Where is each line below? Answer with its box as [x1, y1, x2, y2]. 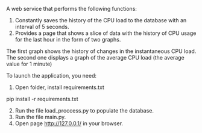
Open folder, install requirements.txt [14, 84, 104, 91]
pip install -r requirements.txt [6, 96, 78, 102]
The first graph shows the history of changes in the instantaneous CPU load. [6, 48, 197, 55]
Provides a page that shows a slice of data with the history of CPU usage [14, 29, 197, 37]
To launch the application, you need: [6, 72, 97, 79]
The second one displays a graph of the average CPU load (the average [6, 54, 185, 61]
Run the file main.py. [14, 114, 66, 120]
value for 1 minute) [6, 60, 52, 67]
